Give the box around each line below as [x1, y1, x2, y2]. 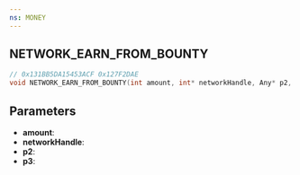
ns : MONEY [9, 13, 47, 22]
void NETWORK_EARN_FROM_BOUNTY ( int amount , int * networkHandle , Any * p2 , [9, 78, 293, 88]
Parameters [9, 103, 77, 118]
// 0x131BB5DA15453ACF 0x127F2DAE [9, 70, 140, 79]
